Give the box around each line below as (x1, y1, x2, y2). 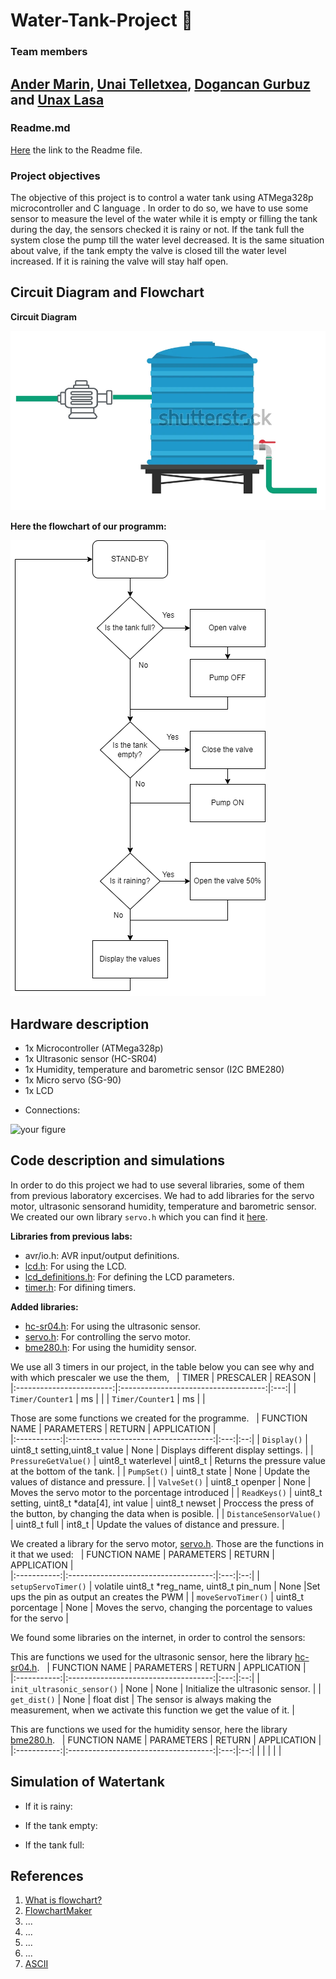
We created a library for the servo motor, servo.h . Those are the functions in (10, 1537, 325, 1549)
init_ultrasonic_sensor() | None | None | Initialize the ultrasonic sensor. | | (10, 1682, 322, 1694)
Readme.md (10, 121, 71, 135)
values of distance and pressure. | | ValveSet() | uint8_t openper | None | (10, 1475, 312, 1488)
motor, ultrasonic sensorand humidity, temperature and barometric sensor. (10, 1200, 317, 1212)
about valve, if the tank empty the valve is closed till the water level (10, 245, 287, 257)
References (10, 1867, 84, 1884)
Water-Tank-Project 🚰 (10, 9, 193, 32)
